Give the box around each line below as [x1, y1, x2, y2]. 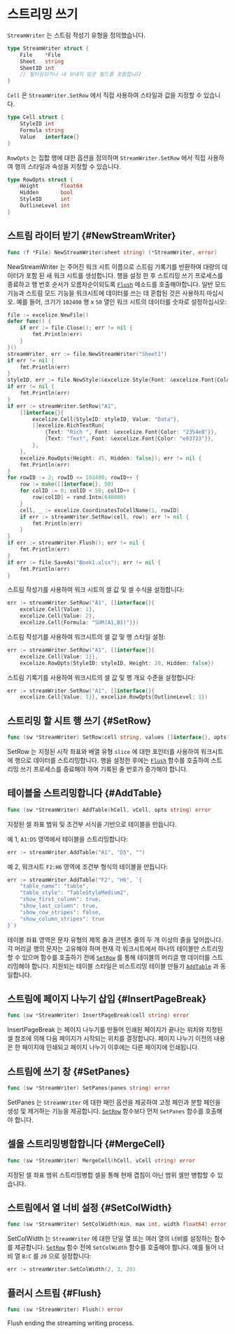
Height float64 [20, 183, 83, 190]
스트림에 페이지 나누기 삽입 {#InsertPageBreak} [7, 993, 207, 1005]
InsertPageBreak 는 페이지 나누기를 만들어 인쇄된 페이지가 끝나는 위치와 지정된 [7, 1026, 223, 1034]
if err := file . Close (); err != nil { [20, 324, 133, 331]
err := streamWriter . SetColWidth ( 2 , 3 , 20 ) [7, 1266, 136, 1273]
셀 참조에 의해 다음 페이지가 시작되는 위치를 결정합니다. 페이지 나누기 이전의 [7, 1034, 213, 1043]
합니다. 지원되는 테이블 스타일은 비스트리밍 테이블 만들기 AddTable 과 [31, 961, 219, 970]
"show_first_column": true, [20, 896, 101, 903]
